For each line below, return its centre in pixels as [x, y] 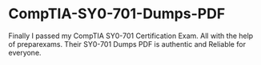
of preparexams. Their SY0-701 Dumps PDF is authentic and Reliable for [127, 44]
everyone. [25, 52]
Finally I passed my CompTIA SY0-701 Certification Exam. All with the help [131, 36]
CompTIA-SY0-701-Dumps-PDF [117, 14]
